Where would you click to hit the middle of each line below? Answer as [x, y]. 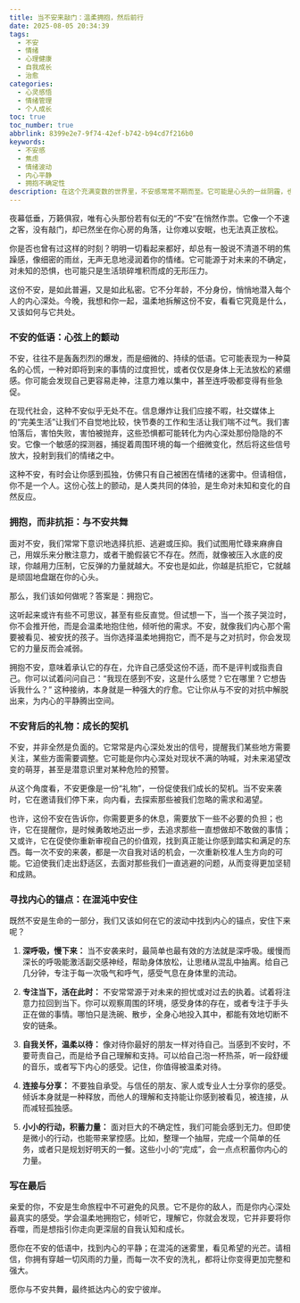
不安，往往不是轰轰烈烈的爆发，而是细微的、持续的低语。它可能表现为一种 [146, 359]
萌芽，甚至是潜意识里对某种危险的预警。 [99, 769]
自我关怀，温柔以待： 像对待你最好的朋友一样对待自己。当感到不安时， [152, 1044]
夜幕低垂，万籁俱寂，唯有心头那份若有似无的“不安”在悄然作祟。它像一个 [142, 218]
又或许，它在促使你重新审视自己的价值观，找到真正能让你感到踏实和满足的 [146, 841]
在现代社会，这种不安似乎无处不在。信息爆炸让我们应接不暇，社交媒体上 [142, 411]
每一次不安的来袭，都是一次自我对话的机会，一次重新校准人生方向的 [150, 851]
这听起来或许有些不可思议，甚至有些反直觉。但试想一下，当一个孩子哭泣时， [150, 614]
